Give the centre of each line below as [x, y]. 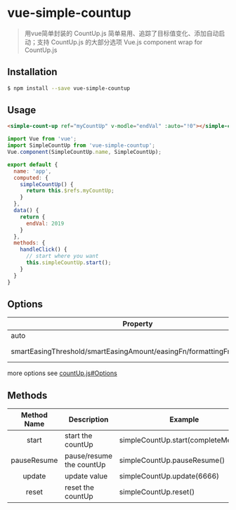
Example [184, 419]
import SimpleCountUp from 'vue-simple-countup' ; [81, 145]
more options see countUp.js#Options [62, 373]
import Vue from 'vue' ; [42, 139]
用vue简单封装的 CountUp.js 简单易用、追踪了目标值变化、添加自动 [122, 33]
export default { [33, 164]
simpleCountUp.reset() [157, 492]
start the [78, 436]
